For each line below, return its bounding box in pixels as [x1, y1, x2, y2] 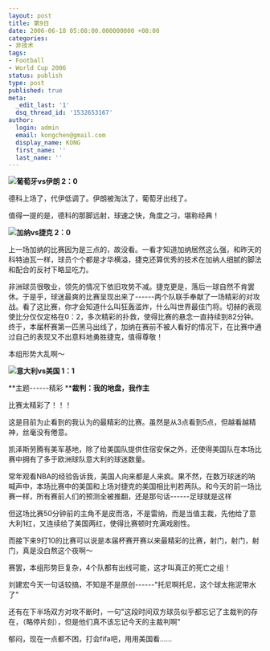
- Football [8, 57, 45, 65]
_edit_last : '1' [15, 101, 70, 109]
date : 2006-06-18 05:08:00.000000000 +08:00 [8, 26, 160, 35]
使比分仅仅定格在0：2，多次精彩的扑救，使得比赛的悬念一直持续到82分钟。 [8, 312, 259, 322]
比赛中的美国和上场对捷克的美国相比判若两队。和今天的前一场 [50, 482, 255, 491]
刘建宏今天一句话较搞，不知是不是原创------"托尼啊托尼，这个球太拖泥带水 [8, 580, 257, 590]
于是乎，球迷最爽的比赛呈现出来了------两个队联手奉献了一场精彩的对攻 [22, 292, 260, 302]
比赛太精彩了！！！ [8, 401, 72, 410]
